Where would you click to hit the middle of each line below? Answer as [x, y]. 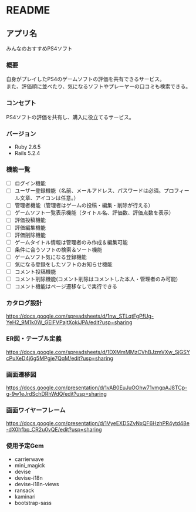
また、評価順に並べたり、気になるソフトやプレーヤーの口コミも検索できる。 [99, 86]
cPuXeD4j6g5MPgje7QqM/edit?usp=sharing [60, 358]
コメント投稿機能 [35, 271]
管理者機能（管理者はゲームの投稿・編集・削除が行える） [84, 206]
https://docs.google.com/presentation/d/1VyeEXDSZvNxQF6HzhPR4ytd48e [98, 423]
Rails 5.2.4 [27, 153]
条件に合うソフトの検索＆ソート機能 [58, 250]
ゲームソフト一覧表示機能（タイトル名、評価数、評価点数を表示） [94, 213]
